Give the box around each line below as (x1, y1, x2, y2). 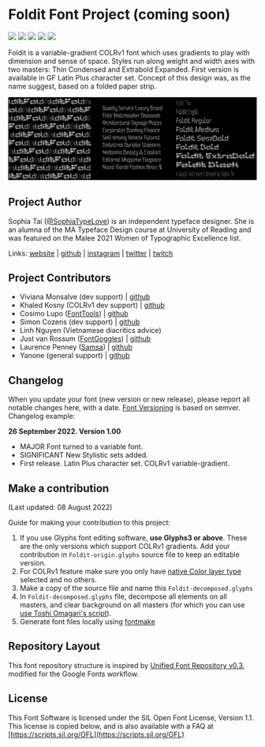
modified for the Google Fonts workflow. (8, 669, 140, 678)
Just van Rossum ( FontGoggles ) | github (19, 334, 151, 344)
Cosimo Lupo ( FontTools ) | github (19, 309, 129, 319)
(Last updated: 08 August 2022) (8, 502, 113, 512)
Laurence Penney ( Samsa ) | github (19, 342, 132, 352)
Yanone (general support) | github (19, 351, 130, 360)
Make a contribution (8, 481, 110, 495)
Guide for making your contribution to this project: (8, 518, 171, 528)
